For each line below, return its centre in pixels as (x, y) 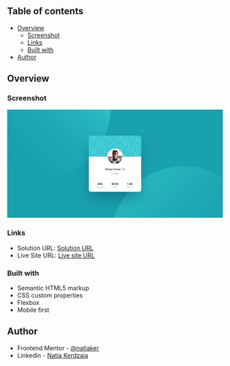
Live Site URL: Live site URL (56, 255)
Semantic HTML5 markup (53, 288)
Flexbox (28, 303)
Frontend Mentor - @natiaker (58, 348)
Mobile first (33, 310)
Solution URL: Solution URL (55, 248)
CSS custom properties (50, 295)
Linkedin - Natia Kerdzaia (53, 355)
